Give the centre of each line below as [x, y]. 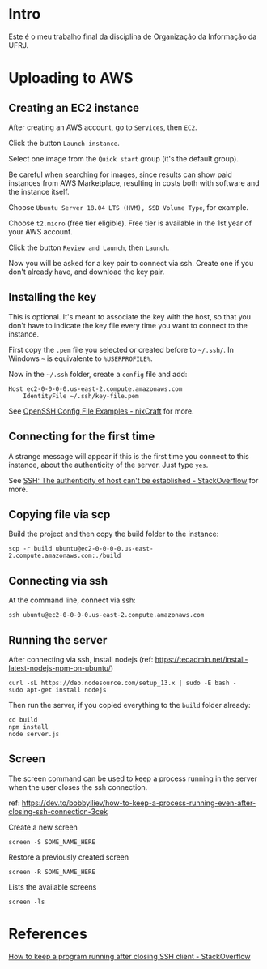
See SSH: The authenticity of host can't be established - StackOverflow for [133, 480]
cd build [23, 720]
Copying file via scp [59, 515]
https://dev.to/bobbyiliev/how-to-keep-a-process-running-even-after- [139, 803]
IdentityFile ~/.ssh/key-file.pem [81, 396]
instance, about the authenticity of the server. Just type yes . [108, 465]
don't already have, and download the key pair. [87, 272]
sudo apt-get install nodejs [57, 690]
